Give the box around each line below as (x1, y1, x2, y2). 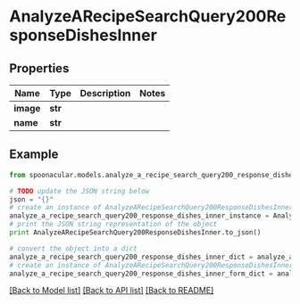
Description (79, 87, 131, 99)
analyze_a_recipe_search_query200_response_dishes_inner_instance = (9, 211, 270, 220)
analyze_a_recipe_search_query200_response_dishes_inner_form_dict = (9, 269, 274, 278)
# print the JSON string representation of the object (9, 220, 218, 229)
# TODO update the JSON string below (9, 186, 150, 195)
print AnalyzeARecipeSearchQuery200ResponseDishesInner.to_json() (9, 228, 262, 237)
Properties (9, 61, 70, 76)
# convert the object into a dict (9, 243, 138, 253)
